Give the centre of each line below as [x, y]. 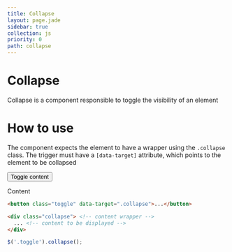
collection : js [29, 33]
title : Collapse [31, 14]
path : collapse [29, 46]
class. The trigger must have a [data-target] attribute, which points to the [114, 155]
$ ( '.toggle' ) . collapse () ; [45, 242]
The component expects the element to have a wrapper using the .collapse [116, 147]
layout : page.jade [34, 20]
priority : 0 [24, 40]
